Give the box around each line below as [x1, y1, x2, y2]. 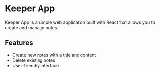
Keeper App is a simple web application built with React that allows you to [5, 19, 156, 25]
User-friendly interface [12, 62, 59, 68]
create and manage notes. [5, 24, 59, 30]
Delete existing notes [12, 57, 55, 63]
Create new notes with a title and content [12, 52, 96, 58]
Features [5, 39, 33, 47]
